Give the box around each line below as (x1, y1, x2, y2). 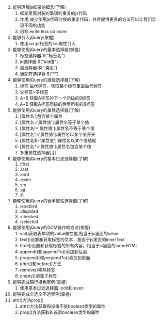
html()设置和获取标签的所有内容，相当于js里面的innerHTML (19, 243, 138, 248)
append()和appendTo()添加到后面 (19, 249, 87, 255)
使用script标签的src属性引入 (19, 41, 76, 46)
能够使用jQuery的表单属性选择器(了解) (12, 198, 89, 204)
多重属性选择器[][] (19, 150, 56, 155)
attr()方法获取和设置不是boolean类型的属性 (19, 304, 106, 309)
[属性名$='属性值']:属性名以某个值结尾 (19, 138, 97, 143)
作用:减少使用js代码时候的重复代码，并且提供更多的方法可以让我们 (19, 16, 152, 22)
